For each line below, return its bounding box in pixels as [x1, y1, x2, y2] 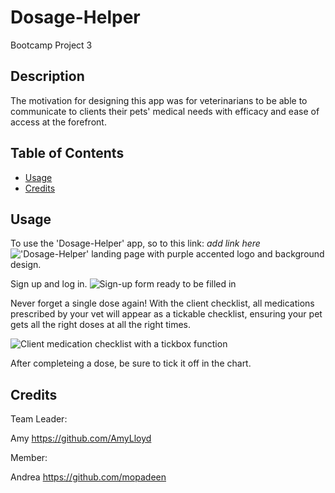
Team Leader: [10, 413, 68, 425]
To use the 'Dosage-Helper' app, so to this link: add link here [10, 237, 261, 250]
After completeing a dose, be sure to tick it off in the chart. [10, 357, 252, 370]
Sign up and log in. [10, 278, 88, 290]
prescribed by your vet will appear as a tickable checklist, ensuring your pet [10, 308, 323, 320]
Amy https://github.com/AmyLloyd [10, 432, 152, 445]
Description [10, 68, 85, 85]
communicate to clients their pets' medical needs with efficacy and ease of [10, 105, 320, 117]
